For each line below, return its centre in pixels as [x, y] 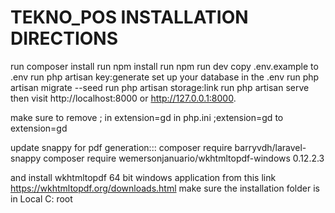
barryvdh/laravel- [270, 147]
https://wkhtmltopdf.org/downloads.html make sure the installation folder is [165, 188]
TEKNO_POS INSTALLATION [129, 17]
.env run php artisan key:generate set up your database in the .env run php [165, 77]
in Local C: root [41, 198]
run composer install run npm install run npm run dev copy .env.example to [164, 66]
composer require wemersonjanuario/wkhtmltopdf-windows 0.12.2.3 [184, 158]
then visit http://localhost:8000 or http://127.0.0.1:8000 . [123, 98]
